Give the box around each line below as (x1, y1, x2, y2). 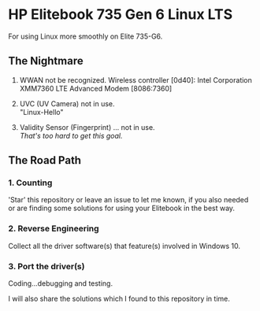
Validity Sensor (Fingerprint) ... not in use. (19, 122, 155, 131)
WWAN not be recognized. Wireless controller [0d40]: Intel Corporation (19, 75, 252, 84)
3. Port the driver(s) (8, 261, 85, 272)
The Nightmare (8, 54, 84, 68)
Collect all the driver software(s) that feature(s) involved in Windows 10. (8, 241, 240, 250)
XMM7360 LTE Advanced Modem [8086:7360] (19, 83, 173, 93)
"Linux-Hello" (19, 107, 65, 117)
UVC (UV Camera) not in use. (19, 98, 116, 108)
